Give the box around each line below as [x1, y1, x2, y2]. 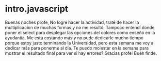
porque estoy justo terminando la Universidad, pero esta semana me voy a [5, 40, 154, 46]
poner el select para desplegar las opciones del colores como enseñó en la [5, 30, 155, 35]
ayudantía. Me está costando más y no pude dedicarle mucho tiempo [5, 35, 144, 41]
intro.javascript [5, 3, 68, 15]
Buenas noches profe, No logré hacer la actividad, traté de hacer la [5, 19, 139, 25]
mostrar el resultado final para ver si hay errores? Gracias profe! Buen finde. [5, 50, 157, 56]
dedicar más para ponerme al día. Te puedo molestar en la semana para [5, 45, 149, 51]
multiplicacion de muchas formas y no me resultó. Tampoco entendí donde [5, 24, 155, 30]
